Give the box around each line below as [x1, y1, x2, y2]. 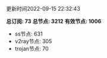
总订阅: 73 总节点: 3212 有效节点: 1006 [6, 18, 102, 25]
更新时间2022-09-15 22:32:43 [6, 5, 80, 12]
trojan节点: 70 [14, 45, 49, 52]
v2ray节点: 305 [14, 38, 52, 44]
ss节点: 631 [14, 30, 43, 37]
